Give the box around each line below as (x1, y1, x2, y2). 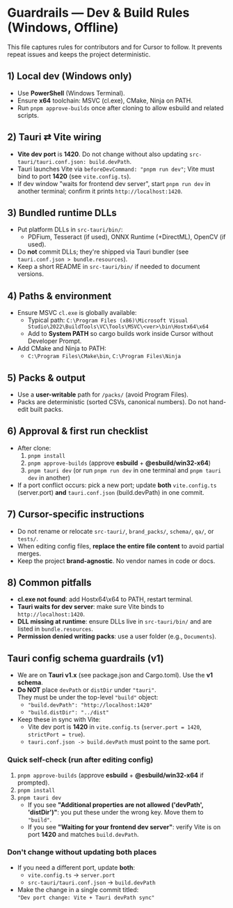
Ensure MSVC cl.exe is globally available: (17, 309, 137, 317)
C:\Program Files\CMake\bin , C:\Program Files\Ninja (27, 352, 182, 360)
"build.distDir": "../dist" (27, 709, 109, 716)
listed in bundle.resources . (17, 625, 94, 633)
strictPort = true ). (27, 730, 86, 739)
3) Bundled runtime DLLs (7, 207, 117, 219)
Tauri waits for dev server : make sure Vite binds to (17, 603, 165, 611)
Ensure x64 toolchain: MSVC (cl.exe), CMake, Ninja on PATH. (17, 96, 193, 105)
